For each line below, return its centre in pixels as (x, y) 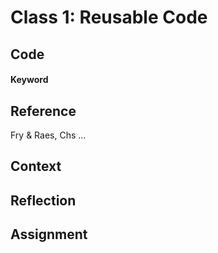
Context (36, 166)
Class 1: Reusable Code (109, 17)
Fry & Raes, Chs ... (48, 135)
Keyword (29, 80)
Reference (43, 111)
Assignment (49, 234)
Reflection (43, 200)
